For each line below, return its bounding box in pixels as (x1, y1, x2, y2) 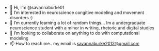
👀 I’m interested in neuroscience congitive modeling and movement (9, 10, 144, 15)
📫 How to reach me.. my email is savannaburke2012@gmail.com (9, 41, 140, 46)
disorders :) (9, 15, 33, 20)
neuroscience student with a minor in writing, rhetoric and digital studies (9, 25, 155, 31)
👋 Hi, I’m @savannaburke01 (9, 5, 64, 10)
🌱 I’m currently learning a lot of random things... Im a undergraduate (9, 20, 145, 25)
